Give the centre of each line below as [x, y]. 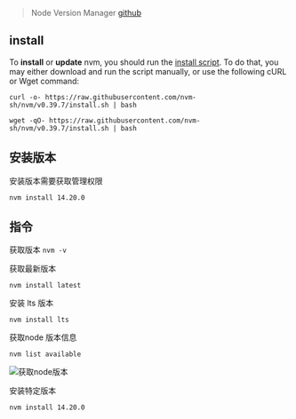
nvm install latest [45, 286]
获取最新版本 [32, 269]
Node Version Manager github [86, 13]
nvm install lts [39, 320]
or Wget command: [44, 81]
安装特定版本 [32, 391]
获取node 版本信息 [43, 337]
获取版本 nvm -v [38, 250]
